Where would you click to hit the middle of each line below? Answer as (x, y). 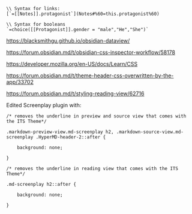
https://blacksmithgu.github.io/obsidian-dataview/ (68, 41)
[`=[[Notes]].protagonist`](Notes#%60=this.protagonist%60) (83, 14)
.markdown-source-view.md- (150, 132)
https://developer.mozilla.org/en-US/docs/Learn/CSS (72, 64)
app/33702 (20, 82)
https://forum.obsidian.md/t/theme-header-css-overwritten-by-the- (90, 76)
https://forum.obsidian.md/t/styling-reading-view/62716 (75, 94)
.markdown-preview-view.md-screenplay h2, (60, 132)
